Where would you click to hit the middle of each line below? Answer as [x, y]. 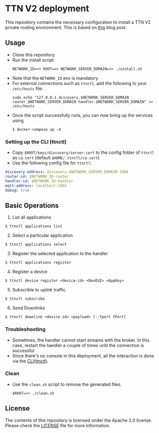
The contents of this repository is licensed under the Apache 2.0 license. [79, 420]
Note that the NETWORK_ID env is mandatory [55, 78]
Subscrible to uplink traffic [39, 290]
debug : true [17, 190]
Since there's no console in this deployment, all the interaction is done [83, 356]
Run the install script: [33, 60]
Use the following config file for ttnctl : [52, 163]
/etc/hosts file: [27, 88]
